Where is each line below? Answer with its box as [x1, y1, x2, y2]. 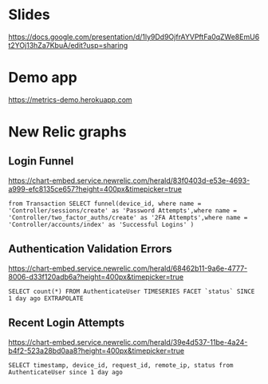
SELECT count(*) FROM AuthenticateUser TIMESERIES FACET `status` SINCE [8, 287, 255, 295]
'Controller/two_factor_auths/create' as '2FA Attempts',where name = [8, 213, 248, 221]
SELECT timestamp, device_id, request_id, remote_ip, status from [8, 361, 234, 369]
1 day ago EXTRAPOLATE [8, 294, 84, 303]
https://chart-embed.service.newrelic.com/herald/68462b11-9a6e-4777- [8, 263, 248, 273]
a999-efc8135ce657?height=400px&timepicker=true [8, 184, 182, 193]
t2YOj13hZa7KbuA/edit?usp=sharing [8, 40, 128, 49]
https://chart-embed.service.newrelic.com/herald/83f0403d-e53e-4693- [8, 176, 250, 185]
